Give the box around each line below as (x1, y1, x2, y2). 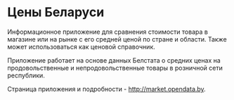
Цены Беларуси (7, 4, 105, 20)
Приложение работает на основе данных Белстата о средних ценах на (7, 56, 221, 64)
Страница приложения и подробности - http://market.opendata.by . (7, 85, 206, 93)
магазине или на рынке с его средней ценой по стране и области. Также (7, 35, 227, 43)
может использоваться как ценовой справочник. (7, 42, 156, 51)
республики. (7, 71, 46, 80)
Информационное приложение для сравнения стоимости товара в (7, 27, 209, 36)
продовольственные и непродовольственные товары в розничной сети (7, 63, 223, 72)
